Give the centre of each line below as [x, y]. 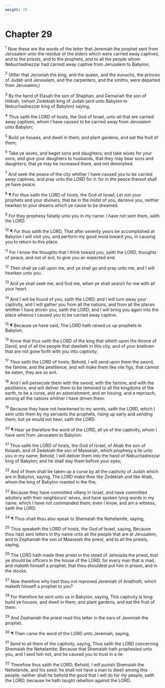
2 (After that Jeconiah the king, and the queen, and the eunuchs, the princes [82, 74]
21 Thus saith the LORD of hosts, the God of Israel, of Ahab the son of [75, 445]
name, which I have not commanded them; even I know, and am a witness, [81, 503]
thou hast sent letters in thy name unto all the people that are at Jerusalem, [81, 534]
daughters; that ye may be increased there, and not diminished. [69, 163]
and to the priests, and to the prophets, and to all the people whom [73, 59]
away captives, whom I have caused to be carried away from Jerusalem [78, 122]
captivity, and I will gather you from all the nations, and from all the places [80, 304]
